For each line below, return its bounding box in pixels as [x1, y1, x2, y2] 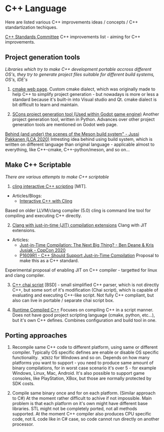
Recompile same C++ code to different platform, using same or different [12, 344, 158, 350]
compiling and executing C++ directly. [5, 212, 82, 218]
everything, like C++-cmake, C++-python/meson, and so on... [5, 146, 130, 152]
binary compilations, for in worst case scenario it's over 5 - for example [12, 365, 157, 371]
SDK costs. [12, 381, 35, 387]
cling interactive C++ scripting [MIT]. [12, 183, 87, 189]
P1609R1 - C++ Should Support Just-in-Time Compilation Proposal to [19, 252, 159, 258]
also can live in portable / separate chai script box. [12, 297, 114, 303]
